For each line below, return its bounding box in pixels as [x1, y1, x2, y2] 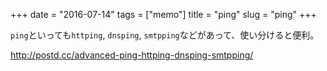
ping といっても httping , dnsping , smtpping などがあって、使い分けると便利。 [10, 29, 320, 41]
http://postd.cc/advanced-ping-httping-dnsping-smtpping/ [10, 49, 254, 61]
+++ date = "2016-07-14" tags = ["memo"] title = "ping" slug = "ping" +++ [10, 9, 317, 20]
